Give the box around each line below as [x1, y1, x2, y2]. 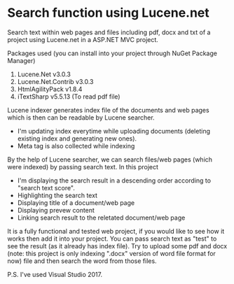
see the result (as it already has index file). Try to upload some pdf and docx [7, 241, 228, 250]
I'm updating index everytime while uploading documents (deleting [17, 127, 210, 135]
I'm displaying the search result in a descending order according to [17, 176, 212, 185]
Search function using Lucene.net [7, 5, 210, 21]
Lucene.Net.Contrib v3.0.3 [17, 77, 94, 85]
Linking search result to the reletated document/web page [17, 213, 186, 222]
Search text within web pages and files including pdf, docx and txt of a [7, 28, 211, 36]
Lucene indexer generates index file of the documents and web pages [7, 106, 209, 114]
